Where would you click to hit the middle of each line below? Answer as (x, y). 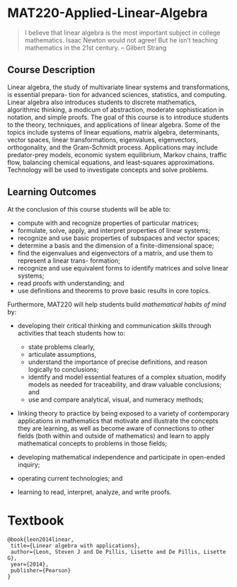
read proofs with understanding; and (71, 283)
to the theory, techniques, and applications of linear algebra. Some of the (114, 125)
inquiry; (29, 465)
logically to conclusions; (63, 369)
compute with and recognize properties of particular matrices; (108, 223)
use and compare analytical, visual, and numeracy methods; (116, 399)
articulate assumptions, (62, 354)
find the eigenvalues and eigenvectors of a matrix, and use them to (115, 253)
